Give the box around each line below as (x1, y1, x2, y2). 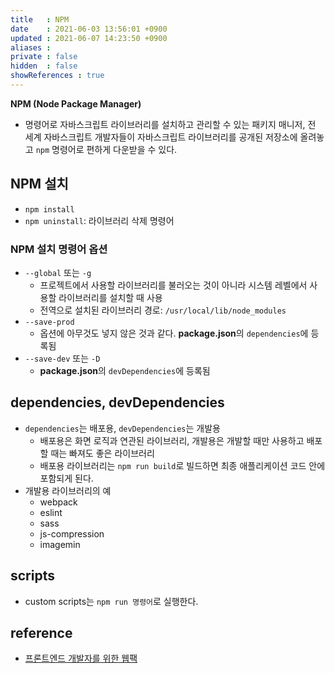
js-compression (39, 527, 105, 540)
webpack (39, 496, 78, 508)
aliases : (10, 42, 52, 53)
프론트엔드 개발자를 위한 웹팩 (24, 652, 138, 665)
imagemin (39, 538, 81, 550)
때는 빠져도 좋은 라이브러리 (50, 447, 155, 459)
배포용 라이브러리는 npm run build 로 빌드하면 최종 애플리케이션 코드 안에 (39, 459, 326, 471)
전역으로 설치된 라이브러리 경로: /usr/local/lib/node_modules (39, 304, 287, 316)
